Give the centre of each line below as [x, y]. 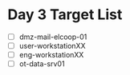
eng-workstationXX [51, 55]
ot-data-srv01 [42, 64]
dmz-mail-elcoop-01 [53, 37]
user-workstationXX [52, 46]
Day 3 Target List [65, 15]
